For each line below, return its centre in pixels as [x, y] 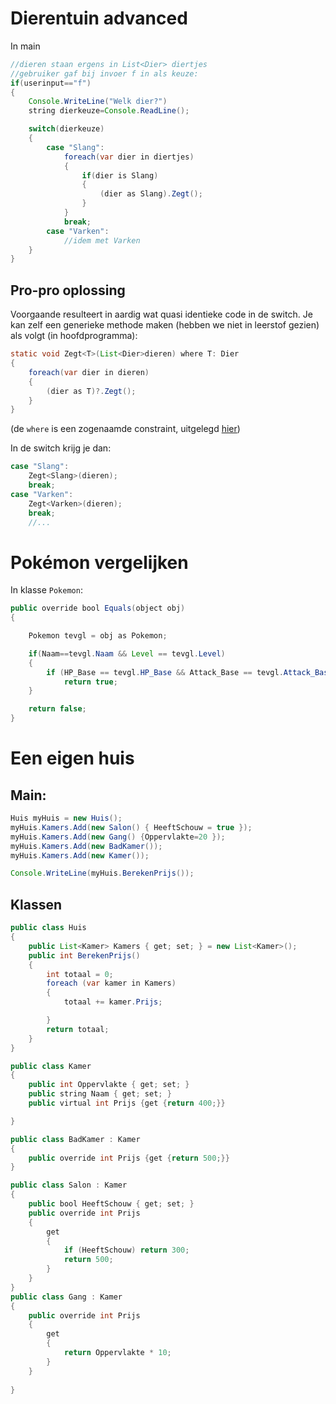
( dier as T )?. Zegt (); [91, 391]
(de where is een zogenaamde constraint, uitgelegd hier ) [125, 429]
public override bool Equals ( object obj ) [98, 608]
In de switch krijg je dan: [61, 448]
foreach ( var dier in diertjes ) [129, 157]
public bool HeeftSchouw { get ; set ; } [111, 1204]
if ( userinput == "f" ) [51, 83]
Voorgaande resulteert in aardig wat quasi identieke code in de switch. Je [161, 314]
